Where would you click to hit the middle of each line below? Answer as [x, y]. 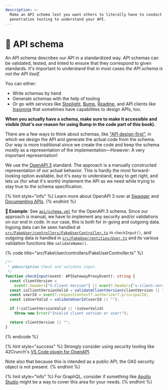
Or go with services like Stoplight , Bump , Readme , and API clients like [84, 104]
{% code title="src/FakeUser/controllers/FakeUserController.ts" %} [74, 253]
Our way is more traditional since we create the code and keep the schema [82, 145]
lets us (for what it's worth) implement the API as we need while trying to [80, 181]
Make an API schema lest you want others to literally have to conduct [86, 15]
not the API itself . [23, 74]
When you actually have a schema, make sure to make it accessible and [81, 119]
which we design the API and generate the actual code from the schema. [80, 140]
